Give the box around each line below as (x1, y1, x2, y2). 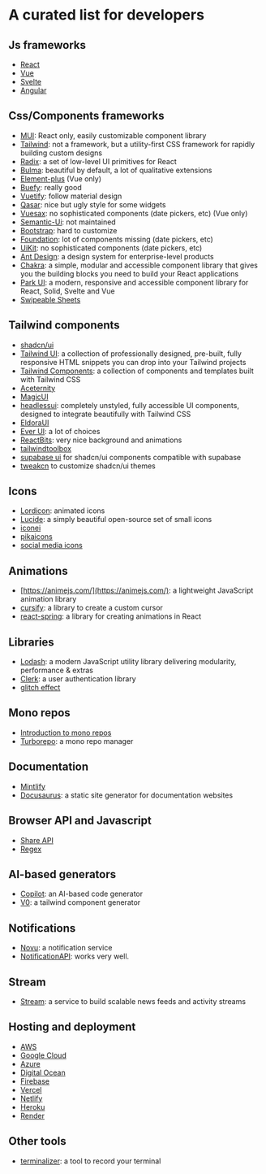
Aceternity (19, 383, 56, 393)
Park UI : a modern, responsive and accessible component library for (19, 277, 249, 287)
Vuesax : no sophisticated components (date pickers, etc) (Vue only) (19, 208, 248, 218)
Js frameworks (8, 38, 87, 52)
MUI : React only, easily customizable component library (19, 130, 207, 140)
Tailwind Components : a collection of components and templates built (19, 366, 254, 376)
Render (19, 1111, 45, 1120)
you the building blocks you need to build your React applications (19, 268, 239, 278)
